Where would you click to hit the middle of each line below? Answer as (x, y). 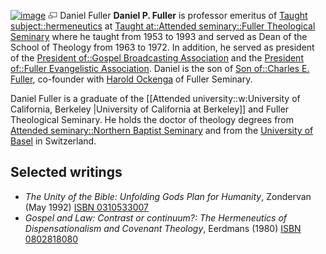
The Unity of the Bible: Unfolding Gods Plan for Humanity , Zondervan (168, 196)
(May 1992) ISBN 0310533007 (86, 207)
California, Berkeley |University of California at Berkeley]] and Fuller (150, 109)
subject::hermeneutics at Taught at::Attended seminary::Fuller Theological (163, 26)
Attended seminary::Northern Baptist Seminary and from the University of (162, 130)
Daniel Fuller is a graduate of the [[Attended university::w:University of (155, 98)
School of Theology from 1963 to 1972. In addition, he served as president (162, 47)
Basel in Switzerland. (53, 141)
